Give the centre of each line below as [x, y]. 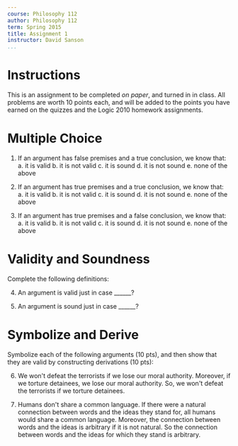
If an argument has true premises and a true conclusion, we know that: [121, 187]
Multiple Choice [55, 138]
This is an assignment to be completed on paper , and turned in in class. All [116, 95]
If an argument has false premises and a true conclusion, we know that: [122, 158]
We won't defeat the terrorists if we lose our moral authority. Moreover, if [124, 375]
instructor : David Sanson [45, 40]
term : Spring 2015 [34, 27]
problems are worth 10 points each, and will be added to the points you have [119, 103]
